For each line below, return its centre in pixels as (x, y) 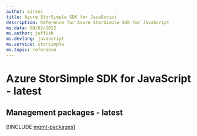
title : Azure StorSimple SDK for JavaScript (61, 17)
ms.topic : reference (31, 50)
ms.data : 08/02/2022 (31, 28)
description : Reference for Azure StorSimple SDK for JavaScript (88, 22)
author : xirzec (25, 11)
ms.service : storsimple (35, 45)
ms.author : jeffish (30, 33)
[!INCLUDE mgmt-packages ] (41, 127)
